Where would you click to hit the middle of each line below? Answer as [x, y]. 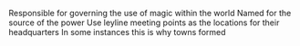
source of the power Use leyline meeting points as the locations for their [144, 23]
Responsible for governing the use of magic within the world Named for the [150, 13]
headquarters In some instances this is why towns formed [117, 32]
